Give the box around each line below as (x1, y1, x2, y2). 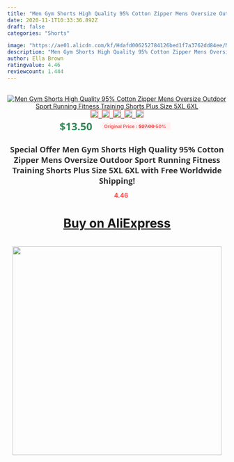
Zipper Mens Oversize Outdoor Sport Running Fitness (13, 154, 221, 166)
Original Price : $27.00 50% (104, 122, 167, 129)
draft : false (7, 23, 45, 30)
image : (7, 42, 26, 49)
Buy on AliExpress (63, 216, 171, 232)
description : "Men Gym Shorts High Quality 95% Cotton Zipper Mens (7, 49, 208, 56)
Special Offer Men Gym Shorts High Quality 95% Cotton (10, 143, 224, 155)
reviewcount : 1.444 (7, 67, 64, 75)
